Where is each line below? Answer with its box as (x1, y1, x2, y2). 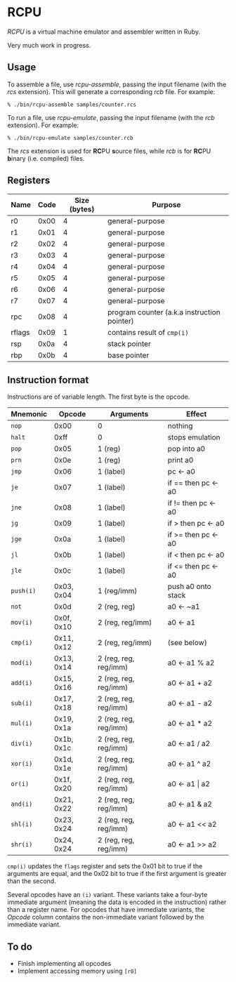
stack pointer (107, 338, 151, 348)
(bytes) (69, 204, 95, 214)
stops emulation (167, 432, 221, 442)
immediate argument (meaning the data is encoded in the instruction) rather (7, 898, 227, 906)
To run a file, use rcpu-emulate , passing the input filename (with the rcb (7, 113, 216, 121)
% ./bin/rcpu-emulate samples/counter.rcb (7, 134, 133, 141)
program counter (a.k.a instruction (107, 307, 221, 317)
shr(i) (11, 840, 33, 849)
